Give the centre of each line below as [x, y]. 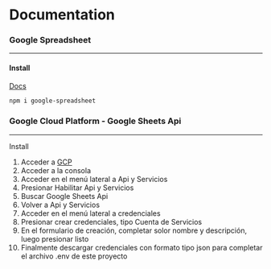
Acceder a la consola [56, 170]
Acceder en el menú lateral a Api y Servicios [94, 179]
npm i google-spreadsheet [52, 101]
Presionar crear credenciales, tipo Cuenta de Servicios [111, 221]
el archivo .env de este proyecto [74, 256]
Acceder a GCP [46, 162]
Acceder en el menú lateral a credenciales [90, 213]
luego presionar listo [55, 238]
